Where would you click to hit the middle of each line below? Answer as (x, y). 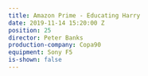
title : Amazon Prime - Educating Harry (74, 15)
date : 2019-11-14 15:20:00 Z (56, 23)
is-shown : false (35, 60)
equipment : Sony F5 (41, 52)
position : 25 (30, 30)
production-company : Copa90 (55, 45)
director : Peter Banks (46, 38)
